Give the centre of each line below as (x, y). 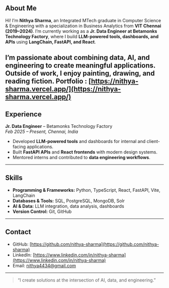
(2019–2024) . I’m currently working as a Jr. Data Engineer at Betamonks (81, 31)
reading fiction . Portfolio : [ (48, 81)
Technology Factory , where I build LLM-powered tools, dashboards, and (82, 36)
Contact (18, 232)
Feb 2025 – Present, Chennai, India (42, 132)
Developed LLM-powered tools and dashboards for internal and (79, 141)
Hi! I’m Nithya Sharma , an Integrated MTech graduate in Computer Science (83, 20)
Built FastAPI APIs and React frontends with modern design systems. (85, 152)
